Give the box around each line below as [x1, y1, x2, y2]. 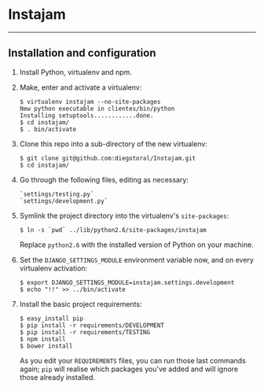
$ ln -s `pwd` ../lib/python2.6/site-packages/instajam [19, 226, 207, 234]
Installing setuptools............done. [19, 112, 154, 120]
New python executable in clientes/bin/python [19, 105, 175, 112]
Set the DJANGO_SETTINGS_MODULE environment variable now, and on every [19, 255, 254, 264]
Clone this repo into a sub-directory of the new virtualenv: [19, 139, 208, 149]
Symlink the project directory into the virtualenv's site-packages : [19, 211, 229, 220]
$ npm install [19, 335, 66, 343]
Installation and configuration [8, 46, 156, 60]
